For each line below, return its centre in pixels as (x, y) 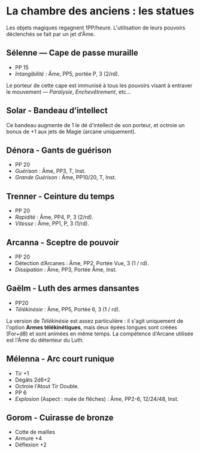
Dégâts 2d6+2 (33, 380)
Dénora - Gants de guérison (59, 150)
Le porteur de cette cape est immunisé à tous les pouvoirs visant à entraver (99, 85)
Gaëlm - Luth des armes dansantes (73, 288)
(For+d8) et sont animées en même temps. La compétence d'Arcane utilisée (100, 334)
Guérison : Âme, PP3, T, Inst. (50, 171)
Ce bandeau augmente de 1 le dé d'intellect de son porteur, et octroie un (96, 125)
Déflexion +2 (31, 445)
